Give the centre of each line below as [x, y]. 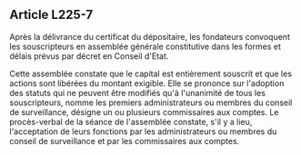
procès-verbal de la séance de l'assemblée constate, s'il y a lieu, [131, 121]
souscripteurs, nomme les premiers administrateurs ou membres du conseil [151, 102]
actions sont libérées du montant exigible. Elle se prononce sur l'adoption [147, 83]
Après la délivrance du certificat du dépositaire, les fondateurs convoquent [150, 36]
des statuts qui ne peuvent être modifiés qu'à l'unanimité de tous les [138, 92]
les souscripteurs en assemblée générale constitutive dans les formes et [145, 46]
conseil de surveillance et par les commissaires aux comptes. [125, 140]
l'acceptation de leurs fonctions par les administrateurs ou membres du [143, 131]
